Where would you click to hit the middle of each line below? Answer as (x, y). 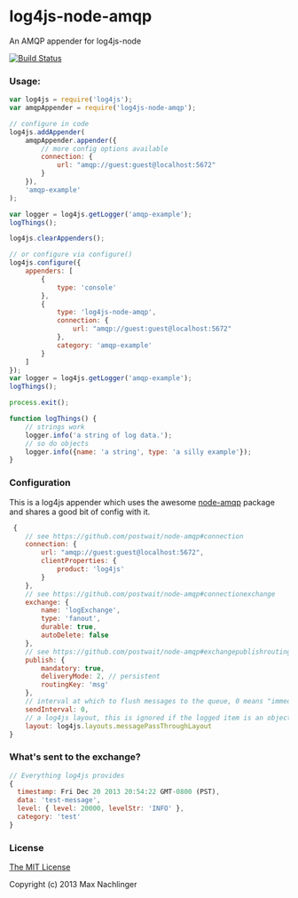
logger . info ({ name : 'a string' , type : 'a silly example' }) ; (138, 452)
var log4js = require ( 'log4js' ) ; (71, 99)
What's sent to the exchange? (75, 757)
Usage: (25, 81)
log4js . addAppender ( (47, 132)
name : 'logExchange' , (81, 610)
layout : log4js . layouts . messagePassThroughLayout (119, 726)
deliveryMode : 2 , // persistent (101, 677)
